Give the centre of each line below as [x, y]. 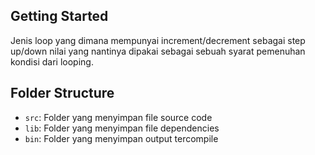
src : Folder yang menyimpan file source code [118, 117]
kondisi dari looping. [52, 61]
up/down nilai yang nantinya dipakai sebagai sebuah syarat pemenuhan [158, 51]
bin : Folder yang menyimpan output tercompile [121, 138]
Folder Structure [62, 93]
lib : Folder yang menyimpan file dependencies [122, 128]
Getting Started [59, 16]
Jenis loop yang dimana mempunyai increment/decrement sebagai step [158, 40]
